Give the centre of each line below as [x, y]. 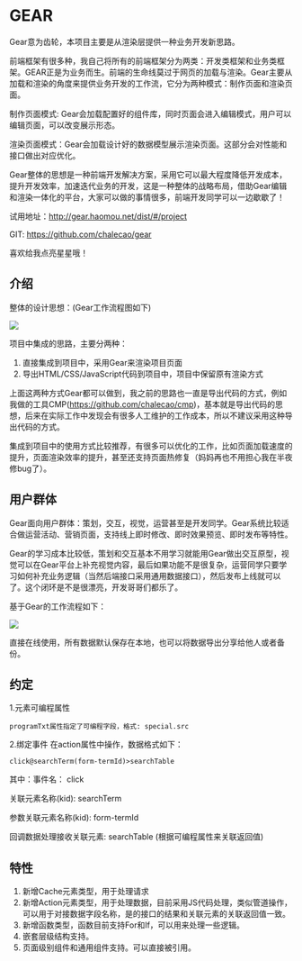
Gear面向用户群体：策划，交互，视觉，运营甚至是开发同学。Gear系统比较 [145, 522]
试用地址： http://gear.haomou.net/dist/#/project [98, 216]
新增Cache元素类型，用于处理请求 [86, 892]
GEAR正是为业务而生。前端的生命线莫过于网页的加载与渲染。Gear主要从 [159, 72]
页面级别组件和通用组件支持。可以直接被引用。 [109, 947]
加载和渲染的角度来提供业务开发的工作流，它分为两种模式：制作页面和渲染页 [151, 83]
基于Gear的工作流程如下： [58, 606]
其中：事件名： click [47, 779]
